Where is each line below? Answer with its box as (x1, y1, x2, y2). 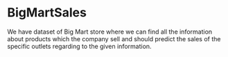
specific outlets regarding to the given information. (7, 42, 152, 50)
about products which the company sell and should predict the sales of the (7, 34, 221, 43)
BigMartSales (7, 5, 87, 21)
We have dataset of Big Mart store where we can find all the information (7, 27, 213, 36)
